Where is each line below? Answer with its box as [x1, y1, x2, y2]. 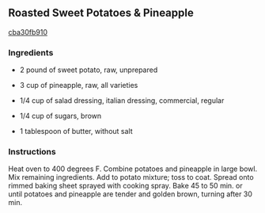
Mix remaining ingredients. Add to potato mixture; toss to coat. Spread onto [8, 173, 255, 182]
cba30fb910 [8, 27, 48, 36]
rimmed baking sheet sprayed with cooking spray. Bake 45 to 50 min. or [8, 181, 243, 191]
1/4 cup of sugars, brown [19, 111, 102, 121]
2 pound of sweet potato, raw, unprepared [19, 65, 158, 74]
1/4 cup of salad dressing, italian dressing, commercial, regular [19, 96, 225, 105]
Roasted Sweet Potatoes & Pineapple [8, 6, 194, 20]
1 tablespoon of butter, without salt [19, 127, 133, 136]
